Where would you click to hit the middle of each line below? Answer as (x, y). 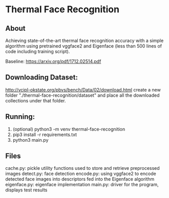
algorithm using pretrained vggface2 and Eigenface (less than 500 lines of (84, 46)
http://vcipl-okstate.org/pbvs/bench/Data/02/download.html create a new (83, 90)
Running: (20, 117)
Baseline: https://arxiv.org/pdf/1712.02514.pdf (53, 61)
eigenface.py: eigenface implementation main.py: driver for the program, (82, 185)
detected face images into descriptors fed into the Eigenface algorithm (80, 179)
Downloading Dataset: (42, 78)
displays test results (26, 190)
